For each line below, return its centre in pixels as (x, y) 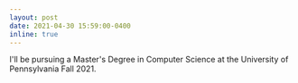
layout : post (34, 17)
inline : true (34, 34)
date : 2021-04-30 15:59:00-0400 (70, 26)
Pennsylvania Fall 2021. (53, 69)
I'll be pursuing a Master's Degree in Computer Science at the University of (149, 60)
